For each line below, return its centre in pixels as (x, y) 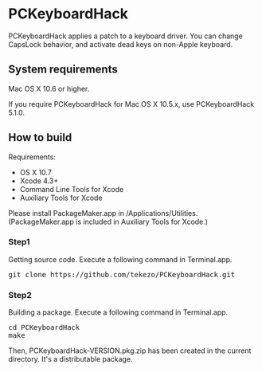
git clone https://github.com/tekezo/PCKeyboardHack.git (122, 274)
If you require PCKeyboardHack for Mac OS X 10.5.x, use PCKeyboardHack (131, 104)
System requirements (63, 70)
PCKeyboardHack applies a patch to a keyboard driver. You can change (125, 36)
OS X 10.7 (35, 172)
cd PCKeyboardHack (44, 328)
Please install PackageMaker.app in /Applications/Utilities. (103, 213)
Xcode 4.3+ (39, 181)
